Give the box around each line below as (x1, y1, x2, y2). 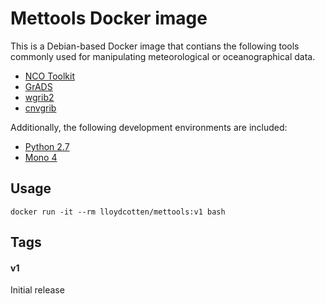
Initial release (10, 284, 65, 296)
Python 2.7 (24, 140, 70, 152)
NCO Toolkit (24, 70, 75, 82)
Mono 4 (24, 151, 58, 163)
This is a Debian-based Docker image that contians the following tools (10, 40, 300, 52)
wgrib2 (24, 91, 55, 103)
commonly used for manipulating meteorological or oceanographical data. (10, 50, 316, 62)
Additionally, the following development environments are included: (10, 121, 288, 133)
